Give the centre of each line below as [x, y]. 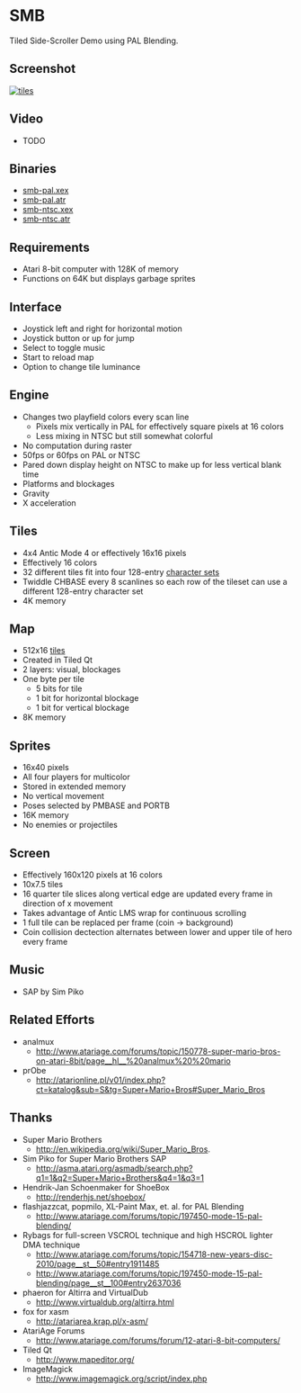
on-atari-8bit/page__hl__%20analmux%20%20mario [133, 1060]
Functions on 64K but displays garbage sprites [109, 279]
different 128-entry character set [83, 591]
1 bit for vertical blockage [83, 708]
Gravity [36, 493]
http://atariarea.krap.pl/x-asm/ [92, 1321]
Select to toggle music [64, 348]
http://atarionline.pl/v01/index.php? [101, 1080]
